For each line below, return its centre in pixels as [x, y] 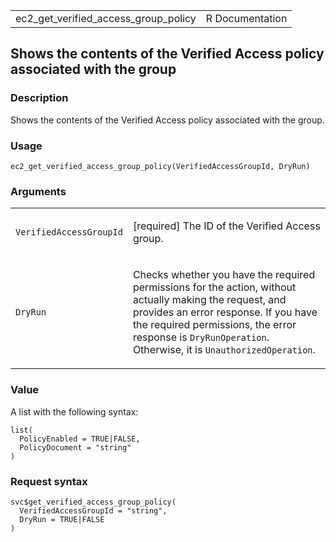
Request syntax [49, 481]
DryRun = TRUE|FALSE [62, 519]
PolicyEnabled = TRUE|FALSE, [80, 439]
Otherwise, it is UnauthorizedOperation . [224, 350]
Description [39, 98]
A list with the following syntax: [74, 411]
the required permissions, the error [214, 325]
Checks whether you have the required [224, 275]
